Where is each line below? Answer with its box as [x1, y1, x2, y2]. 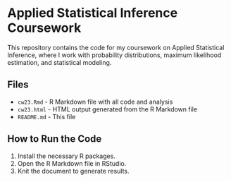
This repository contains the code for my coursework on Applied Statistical [7, 43, 225, 51]
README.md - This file [17, 112, 76, 121]
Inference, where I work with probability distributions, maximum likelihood [7, 51, 222, 59]
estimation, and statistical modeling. [7, 58, 112, 66]
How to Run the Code [7, 133, 102, 145]
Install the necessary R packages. [17, 152, 116, 160]
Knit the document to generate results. [17, 166, 130, 175]
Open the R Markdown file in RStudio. [17, 159, 127, 167]
